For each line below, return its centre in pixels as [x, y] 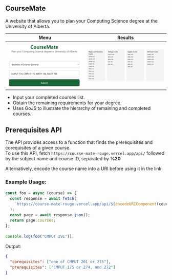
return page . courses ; [33, 220]
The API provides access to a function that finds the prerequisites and [79, 142]
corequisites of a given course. [38, 148]
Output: [13, 247]
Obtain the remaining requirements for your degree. [67, 103]
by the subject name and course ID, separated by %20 [63, 159]
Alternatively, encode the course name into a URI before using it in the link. [84, 169]
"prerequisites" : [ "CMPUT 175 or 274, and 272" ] [63, 267]
